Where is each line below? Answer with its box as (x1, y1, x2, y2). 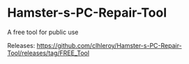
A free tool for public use (7, 28, 79, 36)
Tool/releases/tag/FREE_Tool (7, 49, 89, 57)
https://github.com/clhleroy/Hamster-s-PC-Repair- (36, 41, 183, 49)
